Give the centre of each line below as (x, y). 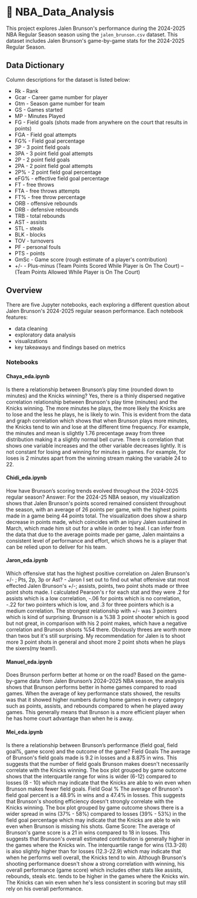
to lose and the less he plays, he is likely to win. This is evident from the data (98, 414)
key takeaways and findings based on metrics (70, 347)
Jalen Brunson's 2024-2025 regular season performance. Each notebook (95, 311)
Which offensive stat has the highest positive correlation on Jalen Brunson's (98, 574)
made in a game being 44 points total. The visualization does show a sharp (97, 516)
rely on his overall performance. (45, 889)
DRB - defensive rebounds (47, 209)
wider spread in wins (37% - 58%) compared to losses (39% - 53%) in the (96, 813)
